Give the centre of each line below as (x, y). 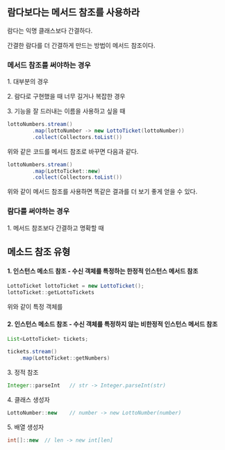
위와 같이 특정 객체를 (35, 307)
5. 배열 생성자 (26, 427)
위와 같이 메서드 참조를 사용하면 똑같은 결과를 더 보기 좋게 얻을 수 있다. (102, 192)
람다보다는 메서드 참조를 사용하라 (74, 13)
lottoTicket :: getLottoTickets (51, 293)
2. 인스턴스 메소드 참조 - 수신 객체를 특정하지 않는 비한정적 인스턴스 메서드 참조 (112, 324)
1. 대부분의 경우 (28, 81)
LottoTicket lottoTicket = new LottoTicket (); (76, 286)
